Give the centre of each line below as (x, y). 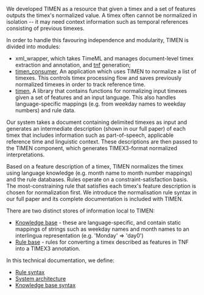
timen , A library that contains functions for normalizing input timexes (101, 91)
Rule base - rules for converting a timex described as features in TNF (102, 242)
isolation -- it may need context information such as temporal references (97, 22)
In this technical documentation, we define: (60, 260)
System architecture (40, 279)
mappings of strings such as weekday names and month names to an (102, 229)
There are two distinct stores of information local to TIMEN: (81, 211)
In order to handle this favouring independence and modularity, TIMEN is (97, 40)
